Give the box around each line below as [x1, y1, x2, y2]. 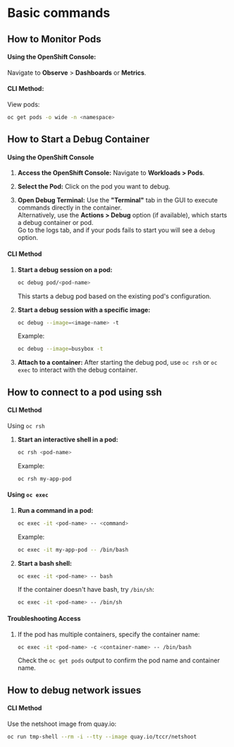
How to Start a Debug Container [7, 133, 150, 145]
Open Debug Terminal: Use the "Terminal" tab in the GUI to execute [17, 196, 218, 205]
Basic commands [7, 5, 111, 21]
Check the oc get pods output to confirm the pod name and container [17, 656, 220, 664]
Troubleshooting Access [7, 614, 81, 622]
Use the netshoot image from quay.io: [7, 719, 117, 728]
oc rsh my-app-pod [17, 475, 72, 482]
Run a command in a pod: [17, 506, 94, 514]
